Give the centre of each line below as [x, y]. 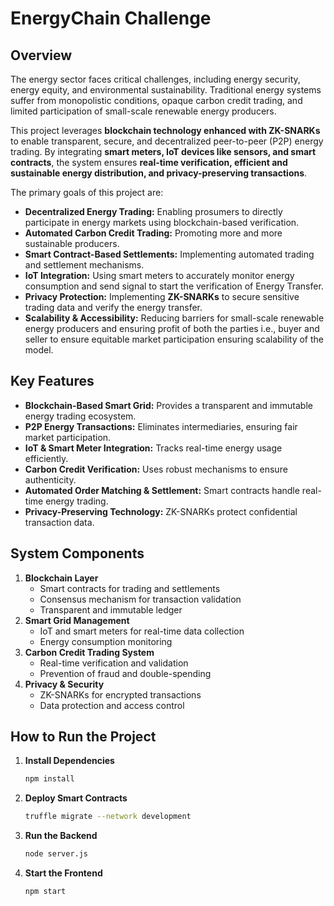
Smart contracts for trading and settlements [130, 588]
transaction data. [59, 522]
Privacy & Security [64, 684]
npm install [49, 779]
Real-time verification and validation [114, 663]
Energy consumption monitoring [106, 641]
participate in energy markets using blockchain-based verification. [162, 222]
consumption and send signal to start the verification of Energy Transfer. [174, 286]
